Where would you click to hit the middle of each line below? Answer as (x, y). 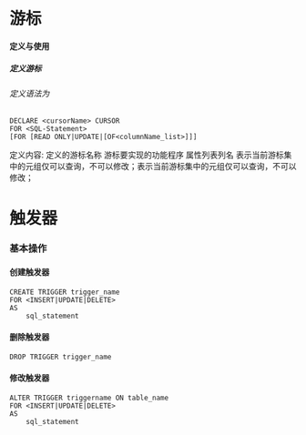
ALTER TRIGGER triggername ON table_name (89, 398)
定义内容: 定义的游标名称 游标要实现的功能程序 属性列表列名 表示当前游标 (147, 155)
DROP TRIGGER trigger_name (61, 357)
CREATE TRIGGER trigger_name (65, 292)
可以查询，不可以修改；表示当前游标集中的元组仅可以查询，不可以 (173, 167)
